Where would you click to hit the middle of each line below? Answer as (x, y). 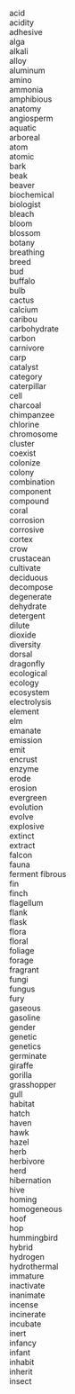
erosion (23, 788)
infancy (23, 1343)
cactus (22, 300)
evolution (26, 807)
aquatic (23, 128)
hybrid (21, 1247)
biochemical (32, 195)
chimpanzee (32, 415)
